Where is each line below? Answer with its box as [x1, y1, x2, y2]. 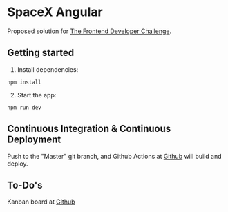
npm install [7, 79, 41, 86]
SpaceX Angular [7, 4, 103, 20]
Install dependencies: [17, 65, 79, 73]
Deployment [7, 134, 61, 146]
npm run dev [7, 104, 41, 111]
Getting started [7, 47, 75, 59]
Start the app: [17, 90, 57, 99]
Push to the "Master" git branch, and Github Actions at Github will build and [7, 152, 222, 160]
